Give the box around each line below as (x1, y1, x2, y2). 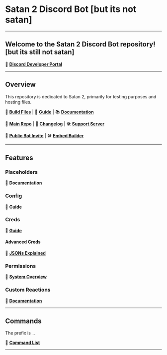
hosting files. (5, 99, 32, 105)
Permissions (5, 262, 36, 269)
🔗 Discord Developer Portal (5, 61, 63, 67)
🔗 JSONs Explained (5, 250, 46, 256)
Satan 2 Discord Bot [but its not (5, 3, 137, 15)
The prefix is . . (5, 330, 36, 336)
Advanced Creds (5, 239, 41, 245)
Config (5, 192, 22, 199)
